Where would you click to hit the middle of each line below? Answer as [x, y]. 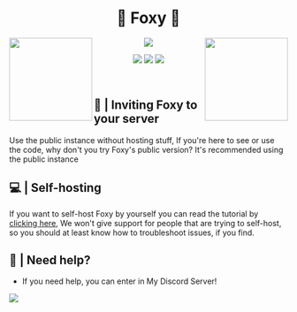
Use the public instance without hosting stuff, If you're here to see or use [142, 140]
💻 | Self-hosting [55, 188]
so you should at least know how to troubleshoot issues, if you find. [132, 232]
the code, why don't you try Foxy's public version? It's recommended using [146, 149]
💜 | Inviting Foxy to [146, 105]
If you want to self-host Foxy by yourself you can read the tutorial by [134, 213]
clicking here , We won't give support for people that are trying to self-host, [145, 223]
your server [127, 119]
